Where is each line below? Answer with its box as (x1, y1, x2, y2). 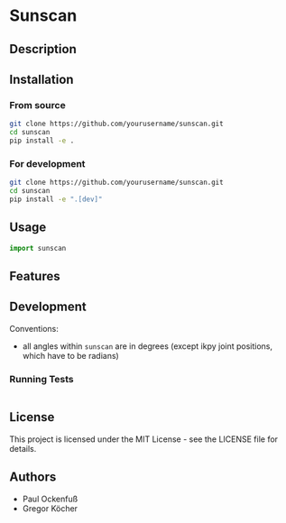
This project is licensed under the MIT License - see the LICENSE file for (9, 434, 278, 445)
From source (9, 98, 66, 111)
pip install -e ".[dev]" (9, 195, 103, 204)
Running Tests (9, 372, 74, 385)
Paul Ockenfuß (22, 493, 78, 504)
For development (9, 157, 86, 170)
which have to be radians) (22, 350, 119, 361)
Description (9, 41, 77, 57)
